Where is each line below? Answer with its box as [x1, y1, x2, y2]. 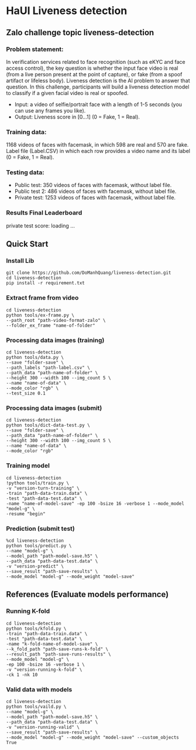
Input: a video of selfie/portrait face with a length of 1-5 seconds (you [14, 101, 183, 108]
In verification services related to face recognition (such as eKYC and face [6, 58, 185, 65]
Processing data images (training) [6, 336, 105, 344]
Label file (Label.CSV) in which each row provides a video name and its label [6, 148, 190, 155]
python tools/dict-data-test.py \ [6, 422, 91, 429]
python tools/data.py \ [6, 355, 64, 361]
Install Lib [6, 257, 35, 265]
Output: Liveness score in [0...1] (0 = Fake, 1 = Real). [14, 113, 140, 120]
